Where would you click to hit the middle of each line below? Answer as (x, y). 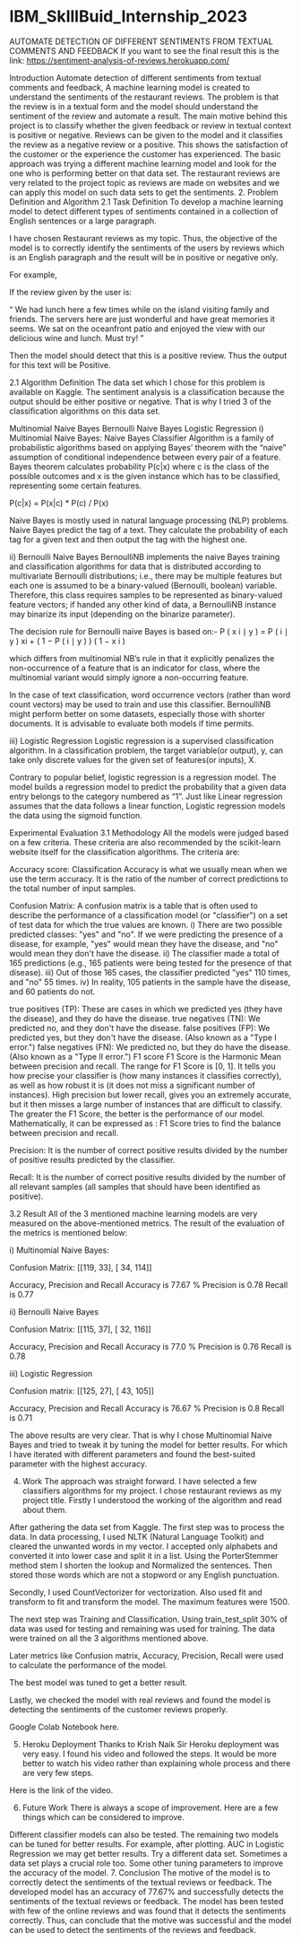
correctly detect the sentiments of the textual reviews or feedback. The (141, 1882)
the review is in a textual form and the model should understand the (134, 106)
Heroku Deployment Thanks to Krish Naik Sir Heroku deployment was (150, 1744)
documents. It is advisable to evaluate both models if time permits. (132, 723)
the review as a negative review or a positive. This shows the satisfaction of (149, 144)
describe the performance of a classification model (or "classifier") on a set (149, 915)
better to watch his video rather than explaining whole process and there (156, 1763)
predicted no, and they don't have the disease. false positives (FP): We (140, 1028)
